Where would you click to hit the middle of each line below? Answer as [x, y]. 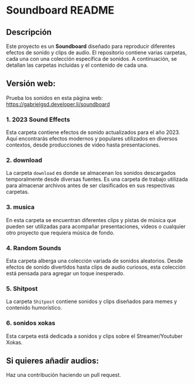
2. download [24, 160]
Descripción [29, 32]
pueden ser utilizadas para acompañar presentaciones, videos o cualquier [96, 226]
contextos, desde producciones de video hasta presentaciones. [83, 145]
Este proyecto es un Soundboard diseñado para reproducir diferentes [91, 46]
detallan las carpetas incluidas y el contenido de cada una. [77, 65]
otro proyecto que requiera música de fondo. [60, 232]
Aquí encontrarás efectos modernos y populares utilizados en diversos [92, 139]
